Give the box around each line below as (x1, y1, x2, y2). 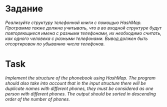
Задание (5, 3, 43, 14)
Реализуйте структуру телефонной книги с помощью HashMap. (5, 19, 142, 25)
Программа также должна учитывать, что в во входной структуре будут (5, 24, 162, 30)
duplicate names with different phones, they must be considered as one (5, 85, 153, 91)
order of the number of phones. (5, 96, 70, 102)
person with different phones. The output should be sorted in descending (5, 90, 156, 96)
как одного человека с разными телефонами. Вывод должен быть (5, 35, 148, 41)
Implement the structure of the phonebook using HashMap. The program (5, 74, 156, 80)
